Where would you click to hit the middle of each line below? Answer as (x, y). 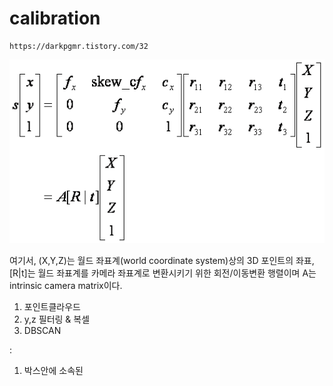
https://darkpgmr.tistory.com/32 (79, 46)
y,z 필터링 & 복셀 (57, 319)
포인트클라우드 (52, 306)
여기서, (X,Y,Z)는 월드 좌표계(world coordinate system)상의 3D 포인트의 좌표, (162, 260)
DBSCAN (42, 330)
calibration (55, 18)
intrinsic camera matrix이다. (66, 285)
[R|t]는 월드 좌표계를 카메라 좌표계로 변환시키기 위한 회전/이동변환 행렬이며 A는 (163, 273)
